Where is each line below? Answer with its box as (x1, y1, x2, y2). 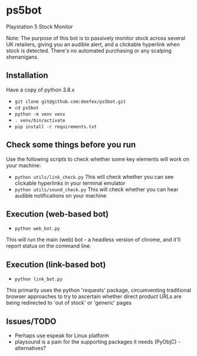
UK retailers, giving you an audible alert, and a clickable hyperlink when (6, 41, 180, 48)
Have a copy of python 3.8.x (6, 86, 75, 93)
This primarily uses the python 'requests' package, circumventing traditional (6, 287, 192, 294)
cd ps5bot (14, 104, 40, 111)
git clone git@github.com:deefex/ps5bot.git (14, 99, 126, 104)
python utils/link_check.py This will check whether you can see (14, 173, 174, 180)
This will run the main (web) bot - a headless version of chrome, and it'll (6, 236, 181, 243)
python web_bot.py (14, 226, 60, 232)
